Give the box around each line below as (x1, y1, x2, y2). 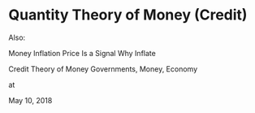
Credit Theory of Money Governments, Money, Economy (8, 63, 198, 74)
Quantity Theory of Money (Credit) (8, 6, 248, 24)
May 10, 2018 (8, 95, 53, 105)
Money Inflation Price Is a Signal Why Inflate (8, 48, 156, 58)
